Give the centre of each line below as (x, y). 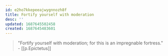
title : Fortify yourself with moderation (50, 15)
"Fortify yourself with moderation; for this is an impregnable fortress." (90, 43)
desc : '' (14, 19)
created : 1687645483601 (30, 29)
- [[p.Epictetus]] (35, 48)
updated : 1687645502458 (30, 24)
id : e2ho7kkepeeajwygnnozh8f (36, 10)
